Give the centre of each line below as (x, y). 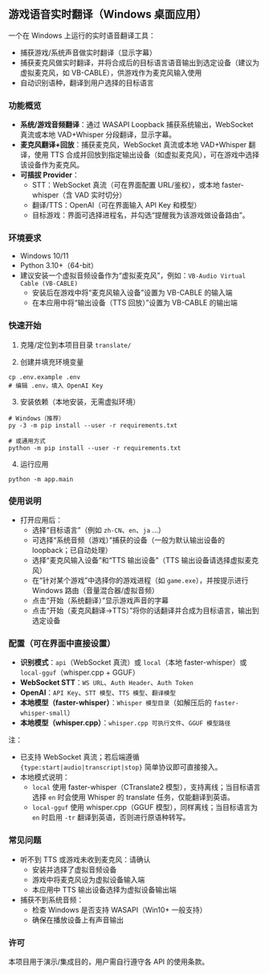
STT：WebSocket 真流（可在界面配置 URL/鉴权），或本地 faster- (138, 185)
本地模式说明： (45, 777)
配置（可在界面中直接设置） (62, 643)
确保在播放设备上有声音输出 (78, 919)
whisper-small (43, 714)
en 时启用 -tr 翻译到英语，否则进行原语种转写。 (111, 817)
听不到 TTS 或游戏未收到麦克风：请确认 (85, 859)
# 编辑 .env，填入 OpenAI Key (56, 386)
